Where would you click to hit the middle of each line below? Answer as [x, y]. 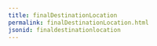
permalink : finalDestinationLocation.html [78, 23]
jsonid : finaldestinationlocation [65, 30]
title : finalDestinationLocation [63, 15]
